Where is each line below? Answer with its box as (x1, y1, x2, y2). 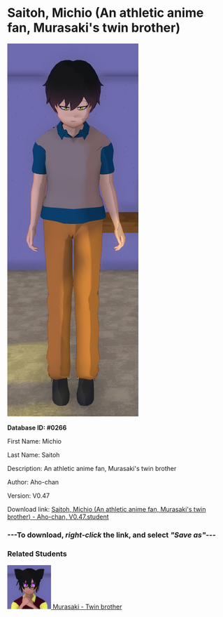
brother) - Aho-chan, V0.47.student (7, 512, 109, 521)
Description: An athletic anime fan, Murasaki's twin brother (7, 464, 177, 472)
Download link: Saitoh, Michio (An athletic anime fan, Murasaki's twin (7, 505, 206, 513)
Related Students (7, 549, 68, 559)
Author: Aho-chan (7, 477, 59, 486)
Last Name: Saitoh (7, 451, 60, 459)
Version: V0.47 (7, 491, 50, 500)
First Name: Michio (7, 437, 62, 445)
